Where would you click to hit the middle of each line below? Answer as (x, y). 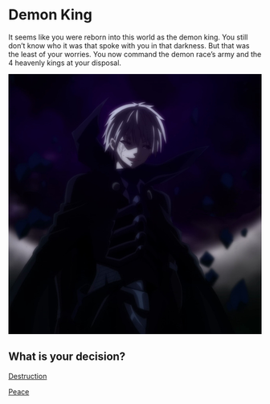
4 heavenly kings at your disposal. (65, 63)
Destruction (28, 376)
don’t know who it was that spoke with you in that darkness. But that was (129, 45)
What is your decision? (67, 357)
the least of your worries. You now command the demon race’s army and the (135, 54)
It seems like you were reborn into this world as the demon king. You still (128, 37)
